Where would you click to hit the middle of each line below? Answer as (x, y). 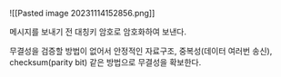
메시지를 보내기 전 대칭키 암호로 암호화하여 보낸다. (98, 32)
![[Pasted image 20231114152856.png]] (82, 13)
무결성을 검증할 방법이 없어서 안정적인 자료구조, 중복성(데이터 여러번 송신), (141, 51)
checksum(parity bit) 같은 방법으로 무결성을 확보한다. (105, 62)
